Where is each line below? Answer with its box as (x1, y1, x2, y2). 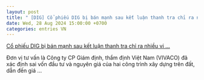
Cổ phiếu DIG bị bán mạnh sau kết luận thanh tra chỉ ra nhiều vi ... (6, 42, 171, 50)
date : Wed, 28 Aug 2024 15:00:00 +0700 (6, 20, 107, 26)
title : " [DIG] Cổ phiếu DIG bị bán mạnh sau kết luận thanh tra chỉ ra (6, 15, 194, 21)
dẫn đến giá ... (6, 67, 42, 75)
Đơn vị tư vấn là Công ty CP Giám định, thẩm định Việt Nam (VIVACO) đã (6, 54, 188, 61)
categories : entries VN (6, 25, 67, 32)
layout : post (6, 8, 39, 15)
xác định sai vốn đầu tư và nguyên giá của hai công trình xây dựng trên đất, (6, 61, 195, 68)
